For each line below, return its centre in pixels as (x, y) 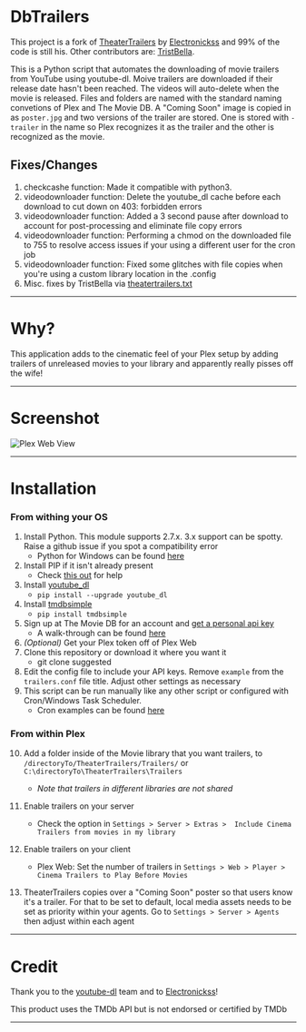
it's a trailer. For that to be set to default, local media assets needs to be (157, 902)
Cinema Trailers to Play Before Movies (113, 876)
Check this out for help (80, 575)
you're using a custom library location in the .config (120, 273)
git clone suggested (74, 662)
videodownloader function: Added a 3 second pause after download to (156, 216)
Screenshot (55, 418)
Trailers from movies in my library (106, 832)
